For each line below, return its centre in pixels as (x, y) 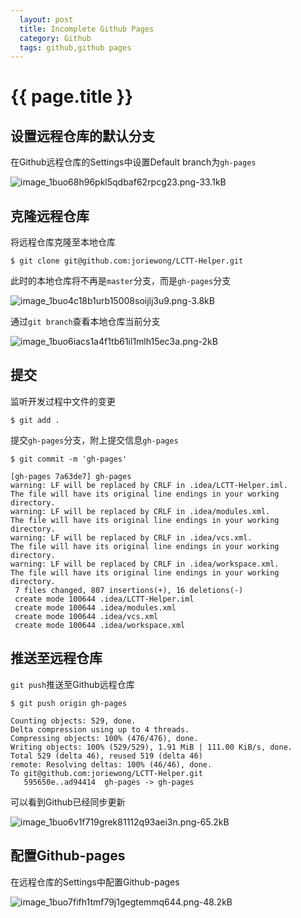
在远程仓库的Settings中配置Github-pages (95, 882)
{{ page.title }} (72, 97)
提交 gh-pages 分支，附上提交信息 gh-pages (94, 440)
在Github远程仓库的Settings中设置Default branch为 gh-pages (133, 162)
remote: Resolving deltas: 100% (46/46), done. (111, 764)
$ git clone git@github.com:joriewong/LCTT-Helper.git (127, 261)
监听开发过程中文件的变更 (63, 401)
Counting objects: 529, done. (73, 721)
